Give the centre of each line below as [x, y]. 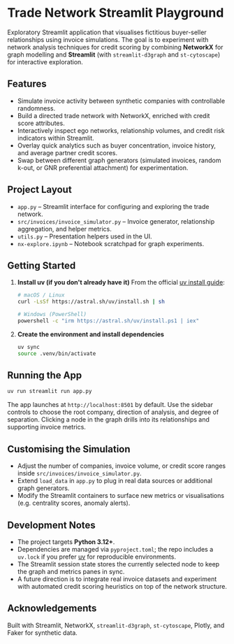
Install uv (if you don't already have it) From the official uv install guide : [121, 282]
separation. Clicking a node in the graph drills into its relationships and [108, 420]
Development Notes [51, 525]
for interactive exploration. [45, 62]
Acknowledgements [52, 609]
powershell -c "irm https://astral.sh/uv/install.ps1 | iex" [108, 321]
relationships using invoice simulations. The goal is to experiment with [108, 39]
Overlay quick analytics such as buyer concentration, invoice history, [117, 145]
